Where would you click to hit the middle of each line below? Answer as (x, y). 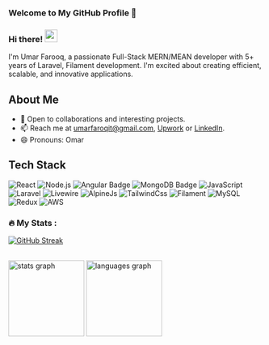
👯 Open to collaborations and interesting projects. (103, 119)
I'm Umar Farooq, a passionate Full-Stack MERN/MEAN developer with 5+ (131, 57)
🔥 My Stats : (33, 223)
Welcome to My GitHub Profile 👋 (73, 13)
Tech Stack (37, 165)
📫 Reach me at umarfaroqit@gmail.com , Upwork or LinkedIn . (122, 128)
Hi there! (26, 39)
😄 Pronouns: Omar (52, 140)
